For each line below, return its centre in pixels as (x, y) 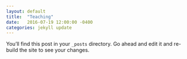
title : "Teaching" (30, 17)
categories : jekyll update (39, 27)
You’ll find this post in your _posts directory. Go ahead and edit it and (89, 44)
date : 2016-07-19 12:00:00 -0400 (50, 22)
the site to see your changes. (55, 50)
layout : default (26, 11)
